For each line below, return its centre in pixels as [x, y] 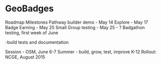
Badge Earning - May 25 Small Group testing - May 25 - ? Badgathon [75, 27]
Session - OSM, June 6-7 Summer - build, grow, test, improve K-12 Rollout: [81, 52]
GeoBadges [30, 9]
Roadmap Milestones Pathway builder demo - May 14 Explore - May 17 [77, 22]
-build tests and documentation [37, 42]
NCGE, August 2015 [25, 57]
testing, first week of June [32, 32]
